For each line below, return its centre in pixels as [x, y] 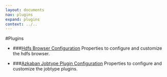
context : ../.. [21, 24]
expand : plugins [22, 19]
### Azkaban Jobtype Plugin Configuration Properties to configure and [87, 63]
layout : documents [25, 10]
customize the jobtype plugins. [45, 69]
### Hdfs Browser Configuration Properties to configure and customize [87, 48]
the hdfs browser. [31, 54]
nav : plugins [19, 15]
